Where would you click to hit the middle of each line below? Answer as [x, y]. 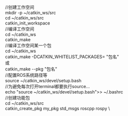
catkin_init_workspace [28, 23]
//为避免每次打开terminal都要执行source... [48, 86]
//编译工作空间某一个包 [28, 45]
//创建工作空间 [20, 7]
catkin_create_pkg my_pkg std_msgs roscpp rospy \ [58, 108]
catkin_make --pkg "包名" [31, 69]
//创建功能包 [18, 98]
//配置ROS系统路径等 [26, 75]
